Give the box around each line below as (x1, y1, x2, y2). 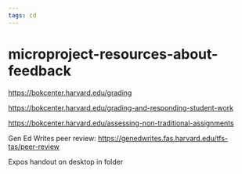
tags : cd (8, 11, 37, 20)
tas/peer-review (8, 142, 60, 151)
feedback (8, 62, 72, 79)
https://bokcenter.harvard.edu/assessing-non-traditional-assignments (8, 118, 234, 128)
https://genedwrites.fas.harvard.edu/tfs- (97, 133, 229, 143)
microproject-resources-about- (8, 45, 219, 63)
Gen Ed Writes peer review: (8, 133, 96, 143)
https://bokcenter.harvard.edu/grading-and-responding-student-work (8, 103, 233, 112)
